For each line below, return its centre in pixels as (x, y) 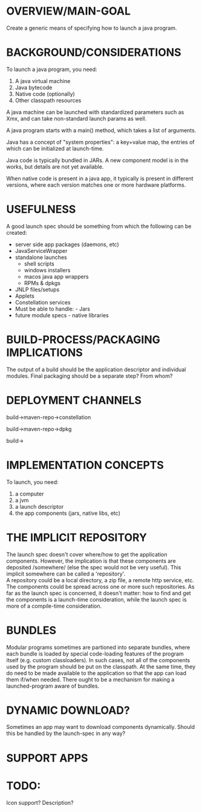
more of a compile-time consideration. (54, 606)
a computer (29, 494)
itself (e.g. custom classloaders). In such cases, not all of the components (98, 660)
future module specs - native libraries (62, 315)
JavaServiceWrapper (41, 250)
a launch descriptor (39, 506)
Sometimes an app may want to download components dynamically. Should (101, 727)
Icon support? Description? (40, 802)
